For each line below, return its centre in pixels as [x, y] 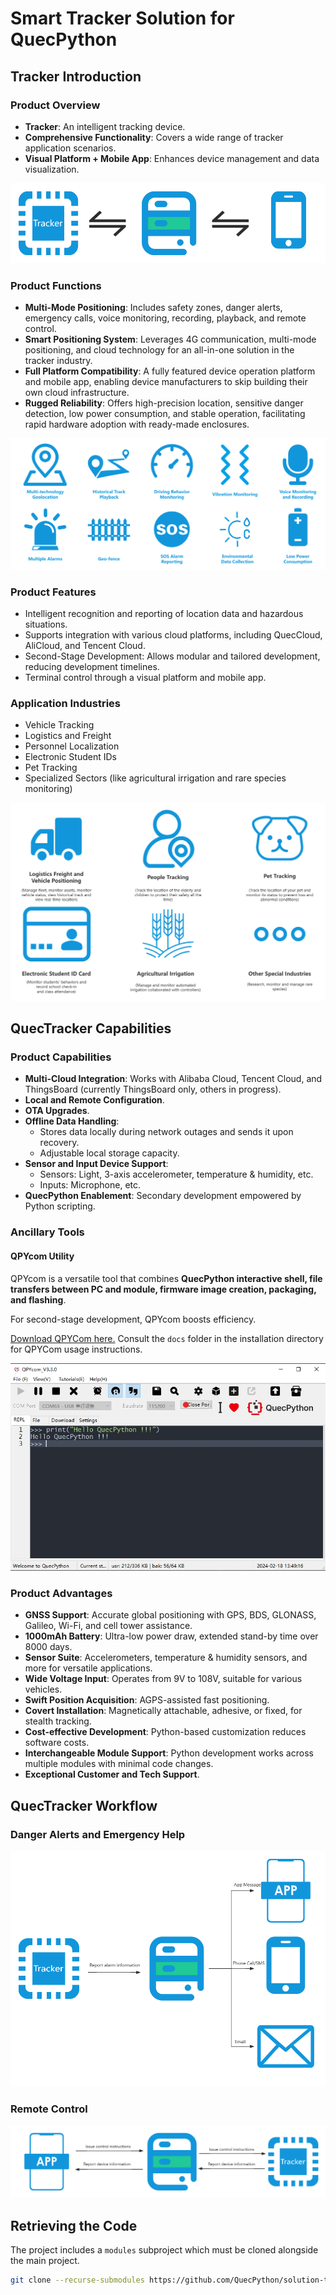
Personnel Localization [72, 746]
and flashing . [38, 1299]
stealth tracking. [58, 1721]
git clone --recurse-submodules [77, 2280]
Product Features [53, 592]
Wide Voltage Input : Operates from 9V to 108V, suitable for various [163, 1679]
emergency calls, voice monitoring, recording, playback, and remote [165, 318]
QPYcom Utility [42, 1256]
